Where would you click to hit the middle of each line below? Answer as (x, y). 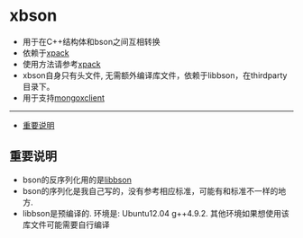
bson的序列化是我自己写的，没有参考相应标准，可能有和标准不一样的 (150, 190)
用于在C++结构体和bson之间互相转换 (91, 41)
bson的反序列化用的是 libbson (77, 180)
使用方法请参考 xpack (61, 64)
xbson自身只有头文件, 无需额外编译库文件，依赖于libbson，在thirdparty (155, 75)
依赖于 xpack (46, 53)
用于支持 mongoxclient (64, 97)
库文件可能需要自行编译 (66, 225)
